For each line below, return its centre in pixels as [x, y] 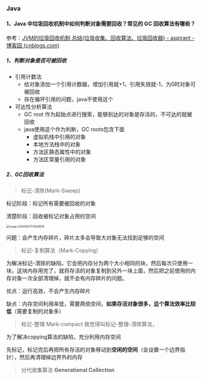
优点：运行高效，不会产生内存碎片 [48, 291]
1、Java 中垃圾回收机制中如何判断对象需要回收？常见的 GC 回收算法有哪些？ [101, 23]
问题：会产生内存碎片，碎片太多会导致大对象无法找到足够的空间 [85, 238]
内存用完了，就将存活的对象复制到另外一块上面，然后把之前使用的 [109, 271]
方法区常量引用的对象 [59, 159]
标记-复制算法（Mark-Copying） [61, 250]
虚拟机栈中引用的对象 [59, 137]
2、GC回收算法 [25, 174]
